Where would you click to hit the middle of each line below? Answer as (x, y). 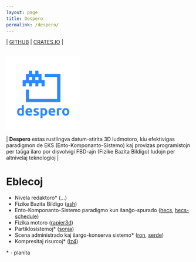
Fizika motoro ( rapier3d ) (44, 223)
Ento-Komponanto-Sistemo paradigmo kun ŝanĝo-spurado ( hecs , (94, 210)
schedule (26, 216)
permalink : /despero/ (33, 25)
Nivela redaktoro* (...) (41, 198)
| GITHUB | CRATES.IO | (35, 42)
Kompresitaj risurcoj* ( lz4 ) (46, 241)
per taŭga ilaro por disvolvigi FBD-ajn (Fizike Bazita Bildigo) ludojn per (91, 152)
